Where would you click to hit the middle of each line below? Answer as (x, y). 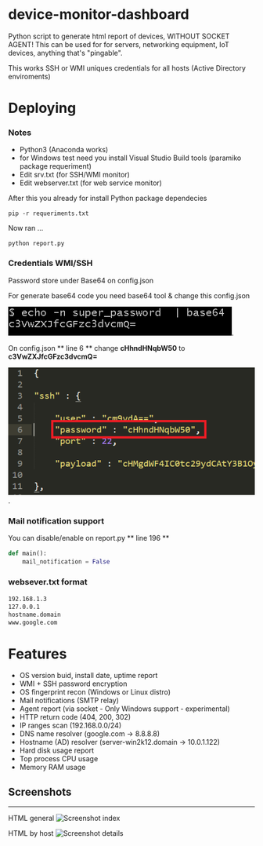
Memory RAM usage (52, 768)
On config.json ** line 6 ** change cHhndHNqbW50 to (97, 348)
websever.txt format (48, 582)
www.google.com (33, 623)
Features (38, 654)
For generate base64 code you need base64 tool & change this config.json (129, 295)
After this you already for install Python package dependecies (108, 199)
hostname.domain (34, 615)
